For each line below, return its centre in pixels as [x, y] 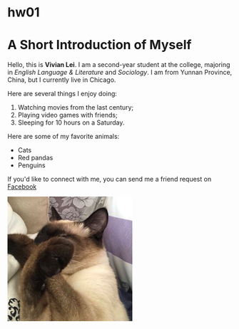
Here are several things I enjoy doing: [62, 94]
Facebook [22, 187]
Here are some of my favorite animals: [63, 137]
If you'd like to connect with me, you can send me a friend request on [110, 179]
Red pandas [35, 158]
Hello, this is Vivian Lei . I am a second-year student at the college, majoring [119, 65]
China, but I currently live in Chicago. [62, 80]
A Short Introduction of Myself [100, 45]
